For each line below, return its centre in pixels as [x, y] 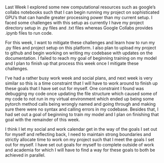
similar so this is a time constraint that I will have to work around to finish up [82, 83]
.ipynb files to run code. [29, 33]
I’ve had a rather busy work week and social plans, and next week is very [79, 78]
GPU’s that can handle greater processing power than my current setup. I [79, 17]
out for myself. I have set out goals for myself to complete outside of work [80, 145]
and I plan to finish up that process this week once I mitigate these [72, 63]
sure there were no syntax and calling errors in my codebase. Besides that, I [82, 109]
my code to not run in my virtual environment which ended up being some [80, 99]
